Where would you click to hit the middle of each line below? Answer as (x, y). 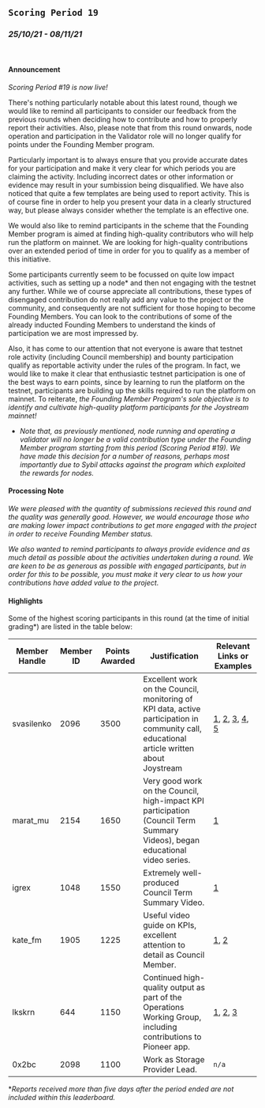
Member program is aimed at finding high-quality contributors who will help (131, 234)
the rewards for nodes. (57, 473)
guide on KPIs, (170, 925)
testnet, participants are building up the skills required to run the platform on (132, 390)
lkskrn (24, 1012)
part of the (163, 997)
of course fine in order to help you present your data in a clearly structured (130, 202)
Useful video (167, 915)
